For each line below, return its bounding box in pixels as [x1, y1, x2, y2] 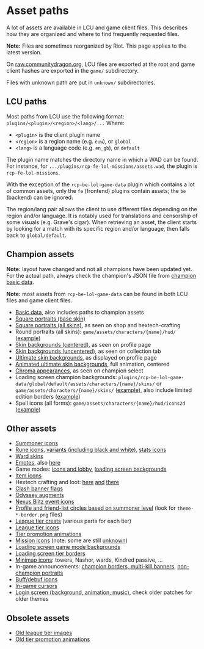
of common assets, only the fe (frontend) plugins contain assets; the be [6, 187, 186, 194]
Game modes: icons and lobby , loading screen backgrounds [15, 465, 167, 473]
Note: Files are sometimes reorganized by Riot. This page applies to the [6, 42, 187, 49]
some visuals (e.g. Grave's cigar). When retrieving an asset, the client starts [6, 218, 197, 226]
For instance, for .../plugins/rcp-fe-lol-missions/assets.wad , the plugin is [6, 162, 198, 170]
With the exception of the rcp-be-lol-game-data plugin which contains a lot [6, 181, 195, 188]
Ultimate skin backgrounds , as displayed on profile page [15, 354, 157, 361]
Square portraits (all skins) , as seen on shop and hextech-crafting [15, 321, 181, 328]
